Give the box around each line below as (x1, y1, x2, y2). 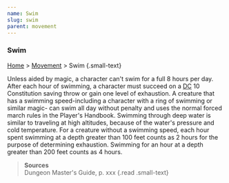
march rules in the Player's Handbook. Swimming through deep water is (7, 111, 212, 119)
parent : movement (7, 23, 57, 30)
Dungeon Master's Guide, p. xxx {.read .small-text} (23, 168, 169, 176)
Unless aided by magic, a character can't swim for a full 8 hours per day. (7, 74, 214, 83)
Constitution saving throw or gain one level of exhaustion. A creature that (7, 89, 215, 97)
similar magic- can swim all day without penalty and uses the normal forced (7, 104, 222, 112)
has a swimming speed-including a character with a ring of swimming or (7, 96, 212, 105)
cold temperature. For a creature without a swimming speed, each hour (7, 125, 210, 134)
